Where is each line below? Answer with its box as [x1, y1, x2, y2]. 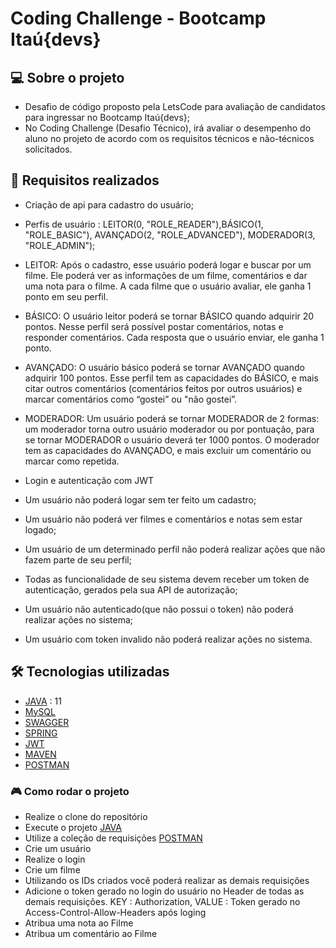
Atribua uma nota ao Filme [24, 917, 134, 929]
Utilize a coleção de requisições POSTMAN [24, 832, 203, 844]
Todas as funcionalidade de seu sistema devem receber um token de [24, 573, 310, 585]
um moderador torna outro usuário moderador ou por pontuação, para [24, 423, 315, 435]
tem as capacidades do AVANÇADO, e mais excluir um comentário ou [24, 444, 312, 456]
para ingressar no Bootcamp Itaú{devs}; [24, 112, 190, 123]
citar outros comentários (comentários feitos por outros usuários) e [24, 382, 303, 394]
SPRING [24, 727, 58, 739]
